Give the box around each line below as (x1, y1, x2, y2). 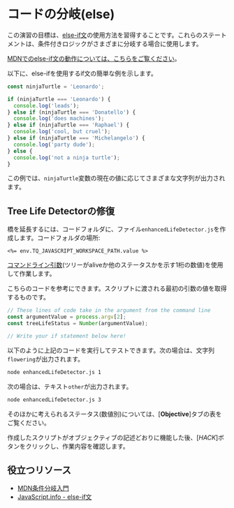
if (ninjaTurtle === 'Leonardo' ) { (7, 96, 111, 103)
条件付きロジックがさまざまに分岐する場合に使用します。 (37, 39, 203, 47)
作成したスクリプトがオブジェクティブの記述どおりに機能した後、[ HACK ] (7, 433, 219, 442)
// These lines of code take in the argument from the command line (7, 307, 211, 314)
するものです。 (7, 293, 50, 301)
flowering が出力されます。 (7, 354, 85, 363)
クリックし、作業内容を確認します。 (25, 442, 129, 450)
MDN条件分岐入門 (17, 484, 70, 493)
